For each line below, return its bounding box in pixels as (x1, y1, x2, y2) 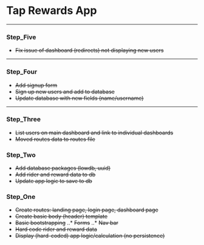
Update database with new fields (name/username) (15, 94, 144, 102)
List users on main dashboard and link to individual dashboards (15, 129, 174, 136)
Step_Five (6, 33, 36, 41)
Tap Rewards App (6, 4, 97, 18)
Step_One (6, 193, 36, 201)
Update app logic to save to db (15, 178, 92, 185)
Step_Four (6, 67, 38, 76)
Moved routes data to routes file (15, 135, 95, 143)
